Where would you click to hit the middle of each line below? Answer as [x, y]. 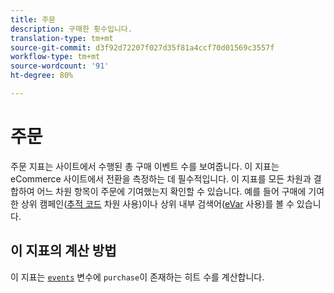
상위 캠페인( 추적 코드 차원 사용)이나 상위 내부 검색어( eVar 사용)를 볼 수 [157, 203]
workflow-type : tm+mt [55, 57]
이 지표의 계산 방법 [63, 251]
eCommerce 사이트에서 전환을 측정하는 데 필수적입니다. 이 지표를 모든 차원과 [161, 178]
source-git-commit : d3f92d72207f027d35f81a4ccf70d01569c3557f [142, 47]
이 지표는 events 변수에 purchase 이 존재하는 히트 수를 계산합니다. [137, 277]
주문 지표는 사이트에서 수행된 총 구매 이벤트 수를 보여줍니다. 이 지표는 [145, 166]
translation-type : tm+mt [62, 38]
